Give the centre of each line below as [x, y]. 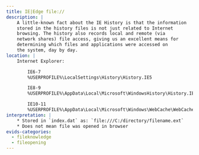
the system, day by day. [47, 50]
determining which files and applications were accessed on [92, 45]
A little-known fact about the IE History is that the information [102, 22]
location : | [21, 56]
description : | [25, 17]
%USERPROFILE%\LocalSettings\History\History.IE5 [90, 77]
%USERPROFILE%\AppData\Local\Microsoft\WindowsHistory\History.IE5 [112, 93]
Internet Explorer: [41, 61]
